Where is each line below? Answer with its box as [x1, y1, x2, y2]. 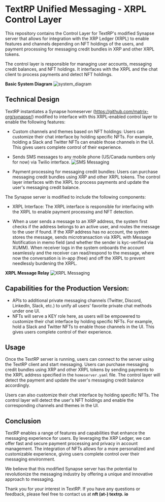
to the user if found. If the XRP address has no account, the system [12, 229, 149, 235]
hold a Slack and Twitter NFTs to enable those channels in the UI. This [12, 324, 155, 330]
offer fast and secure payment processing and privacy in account [5, 441, 138, 447]
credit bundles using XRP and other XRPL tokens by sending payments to [5, 367, 154, 373]
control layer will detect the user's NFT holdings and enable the [5, 397, 134, 403]
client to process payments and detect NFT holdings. [5, 71, 113, 77]
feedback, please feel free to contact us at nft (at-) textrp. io [5, 491, 129, 497]
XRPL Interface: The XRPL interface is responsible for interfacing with [12, 204, 154, 209]
